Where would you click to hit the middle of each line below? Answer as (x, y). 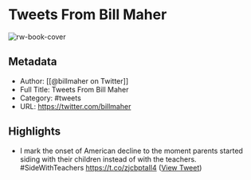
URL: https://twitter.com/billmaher (75, 106)
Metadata (33, 62)
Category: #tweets (50, 98)
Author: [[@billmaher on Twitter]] (74, 80)
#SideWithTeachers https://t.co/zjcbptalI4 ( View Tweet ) (111, 167)
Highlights (35, 132)
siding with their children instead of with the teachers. (108, 159)
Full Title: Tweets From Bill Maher (74, 89)
